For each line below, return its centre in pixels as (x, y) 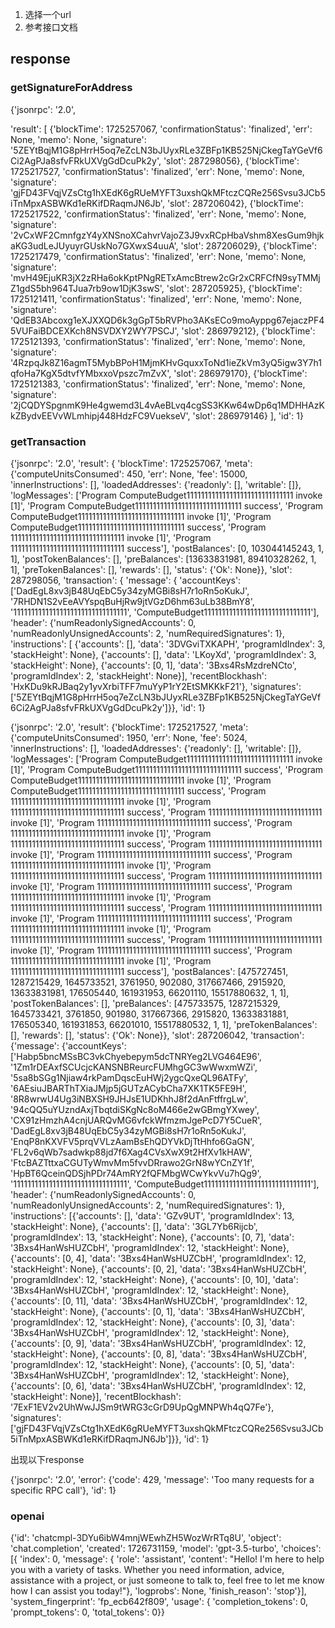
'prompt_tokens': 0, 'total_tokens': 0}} (87, 1612)
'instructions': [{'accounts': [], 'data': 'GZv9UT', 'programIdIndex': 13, (152, 1215)
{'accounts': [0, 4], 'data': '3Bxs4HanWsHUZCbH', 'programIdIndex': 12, (158, 1258)
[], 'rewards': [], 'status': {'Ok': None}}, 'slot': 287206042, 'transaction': (157, 1035)
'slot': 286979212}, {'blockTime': (248, 330)
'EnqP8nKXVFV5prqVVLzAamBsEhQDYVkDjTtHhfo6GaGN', (132, 1141)
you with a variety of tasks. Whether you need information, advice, (147, 1570)
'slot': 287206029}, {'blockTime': (249, 245)
